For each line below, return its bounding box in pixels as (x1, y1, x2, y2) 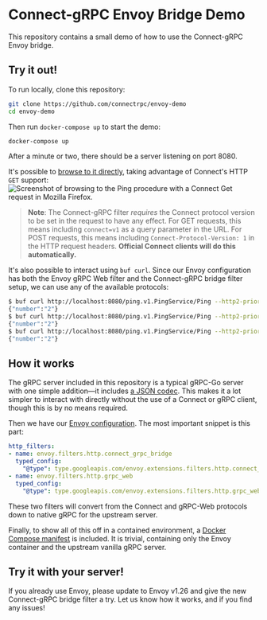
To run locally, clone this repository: (8, 84, 126, 94)
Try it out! (8, 64, 58, 77)
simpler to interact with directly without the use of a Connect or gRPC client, (8, 395, 257, 404)
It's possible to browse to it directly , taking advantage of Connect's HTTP (8, 167, 249, 177)
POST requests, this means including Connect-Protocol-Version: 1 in (27, 233, 255, 243)
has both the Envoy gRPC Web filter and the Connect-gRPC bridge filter (8, 274, 243, 283)
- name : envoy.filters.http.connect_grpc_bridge (8, 450, 172, 458)
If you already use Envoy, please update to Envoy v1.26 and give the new (8, 587, 247, 596)
